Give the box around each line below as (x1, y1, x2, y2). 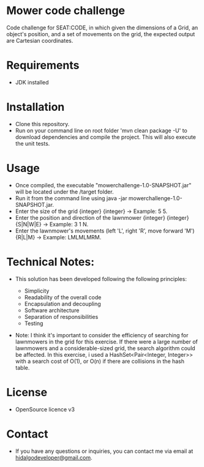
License (6, 385, 48, 399)
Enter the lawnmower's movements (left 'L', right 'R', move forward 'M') (15, 227, 195, 234)
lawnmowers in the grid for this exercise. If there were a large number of (15, 338, 198, 345)
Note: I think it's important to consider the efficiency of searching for (15, 331, 189, 338)
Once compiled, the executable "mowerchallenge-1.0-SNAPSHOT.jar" (15, 181, 192, 189)
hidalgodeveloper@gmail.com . (15, 454, 93, 461)
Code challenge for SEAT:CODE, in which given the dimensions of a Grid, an (6, 24, 198, 31)
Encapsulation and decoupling (24, 300, 101, 307)
